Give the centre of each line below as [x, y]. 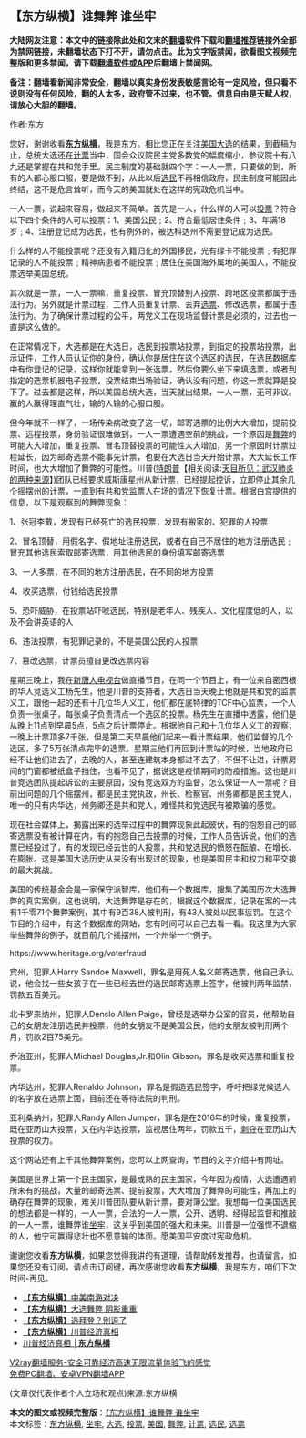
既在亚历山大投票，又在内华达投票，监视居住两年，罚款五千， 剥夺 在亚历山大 [153, 1128]
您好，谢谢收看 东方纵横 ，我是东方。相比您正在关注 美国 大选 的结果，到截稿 [149, 143]
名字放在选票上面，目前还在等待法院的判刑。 [101, 1098]
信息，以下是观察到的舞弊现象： [69, 502]
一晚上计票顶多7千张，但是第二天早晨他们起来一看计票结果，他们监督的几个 [151, 737]
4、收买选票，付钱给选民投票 [64, 591]
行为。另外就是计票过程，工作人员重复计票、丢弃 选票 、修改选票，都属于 [153, 304]
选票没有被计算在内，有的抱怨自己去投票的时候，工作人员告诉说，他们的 [153, 835]
